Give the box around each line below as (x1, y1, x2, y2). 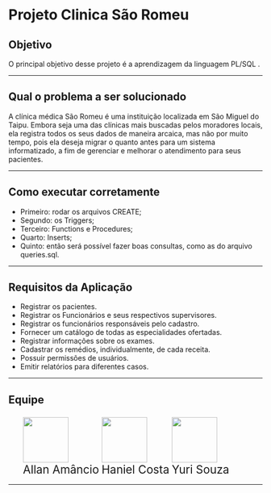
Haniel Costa (101, 462, 169, 477)
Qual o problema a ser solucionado (8, 90, 187, 104)
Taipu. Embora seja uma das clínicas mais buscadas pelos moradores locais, (8, 119, 263, 130)
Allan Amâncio (23, 462, 99, 477)
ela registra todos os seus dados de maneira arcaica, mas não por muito (8, 128, 248, 138)
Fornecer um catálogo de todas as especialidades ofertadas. (19, 328, 223, 337)
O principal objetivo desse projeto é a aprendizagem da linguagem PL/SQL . (8, 59, 261, 69)
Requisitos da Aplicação (8, 281, 133, 295)
